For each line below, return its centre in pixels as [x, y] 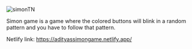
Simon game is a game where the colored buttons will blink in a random [96, 21]
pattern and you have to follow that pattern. [61, 28]
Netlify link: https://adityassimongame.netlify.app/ [69, 39]
